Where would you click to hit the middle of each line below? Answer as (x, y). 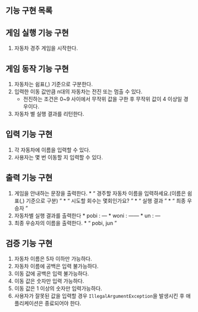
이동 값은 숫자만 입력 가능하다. (49, 281)
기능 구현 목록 (29, 11)
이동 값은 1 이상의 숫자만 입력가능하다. (58, 289)
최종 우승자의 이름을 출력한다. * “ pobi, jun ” (65, 223)
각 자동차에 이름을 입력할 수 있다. (52, 150)
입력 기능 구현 (29, 135)
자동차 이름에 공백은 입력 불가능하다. (56, 266)
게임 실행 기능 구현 (37, 32)
